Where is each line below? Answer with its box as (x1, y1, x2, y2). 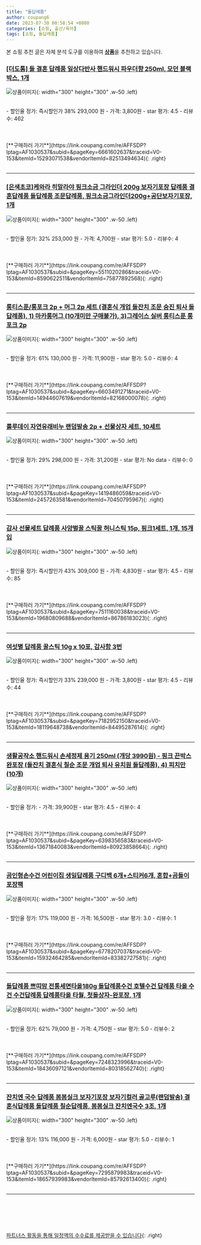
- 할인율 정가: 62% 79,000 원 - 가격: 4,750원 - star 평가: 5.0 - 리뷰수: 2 (6, 1025, 175, 1032)
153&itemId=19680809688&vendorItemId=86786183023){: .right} (6, 614, 167, 622)
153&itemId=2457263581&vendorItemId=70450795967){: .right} (6, 496, 164, 503)
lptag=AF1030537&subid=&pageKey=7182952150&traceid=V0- (6, 717, 162, 724)
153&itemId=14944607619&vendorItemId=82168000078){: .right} (6, 394, 166, 402)
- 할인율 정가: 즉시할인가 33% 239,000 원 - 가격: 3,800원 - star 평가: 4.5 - (6, 676, 182, 683)
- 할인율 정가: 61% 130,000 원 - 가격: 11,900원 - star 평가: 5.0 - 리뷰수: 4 (6, 355, 178, 362)
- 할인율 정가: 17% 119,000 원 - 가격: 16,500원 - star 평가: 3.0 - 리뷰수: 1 (6, 914, 176, 922)
